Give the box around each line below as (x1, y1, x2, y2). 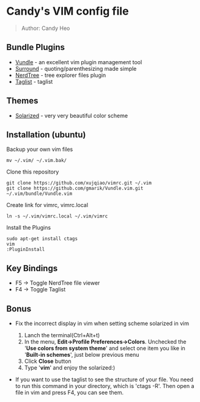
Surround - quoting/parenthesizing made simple (15, 65, 137, 72)
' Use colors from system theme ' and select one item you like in (24, 345, 185, 352)
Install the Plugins (6, 224, 51, 232)
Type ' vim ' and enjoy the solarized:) (24, 364, 116, 371)
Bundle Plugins (6, 42, 65, 53)
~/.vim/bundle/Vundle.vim (6, 191, 72, 197)
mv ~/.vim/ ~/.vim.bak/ (6, 158, 67, 164)
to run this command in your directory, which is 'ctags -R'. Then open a (15, 382, 194, 389)
